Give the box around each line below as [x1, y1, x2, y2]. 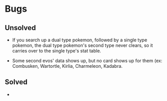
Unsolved [5, 23, 36, 32]
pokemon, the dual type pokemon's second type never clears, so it [12, 42, 153, 48]
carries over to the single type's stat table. [12, 48, 102, 54]
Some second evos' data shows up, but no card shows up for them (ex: [12, 58, 162, 64]
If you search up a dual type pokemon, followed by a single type [12, 37, 148, 43]
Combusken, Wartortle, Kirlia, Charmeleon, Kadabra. [12, 63, 123, 69]
